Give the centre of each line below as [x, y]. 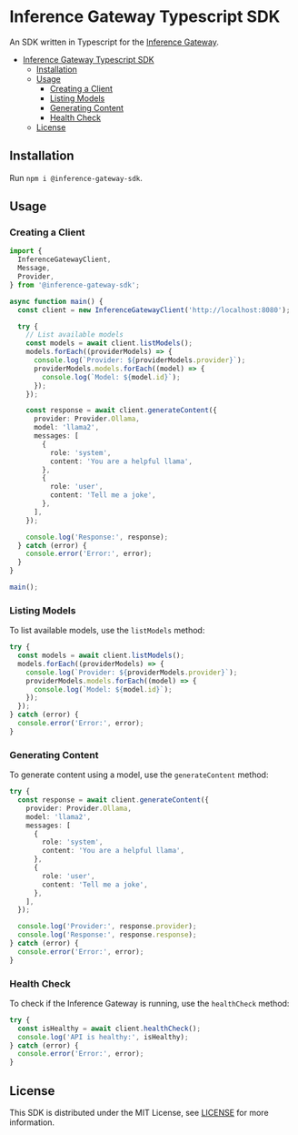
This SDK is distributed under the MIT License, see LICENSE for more [139, 1113]
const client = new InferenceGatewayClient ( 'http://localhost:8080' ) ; [154, 310]
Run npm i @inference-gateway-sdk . [76, 177]
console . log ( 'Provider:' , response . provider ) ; [107, 927]
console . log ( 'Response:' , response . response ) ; [107, 935]
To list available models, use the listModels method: [107, 631]
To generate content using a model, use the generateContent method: [139, 775]
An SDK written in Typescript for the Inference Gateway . [114, 42]
